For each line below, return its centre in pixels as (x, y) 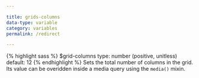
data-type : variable (32, 22)
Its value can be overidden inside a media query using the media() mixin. (96, 69)
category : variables (32, 28)
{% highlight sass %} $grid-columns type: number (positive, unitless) (92, 56)
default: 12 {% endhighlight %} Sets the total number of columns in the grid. (100, 62)
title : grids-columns (33, 17)
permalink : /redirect (33, 34)
